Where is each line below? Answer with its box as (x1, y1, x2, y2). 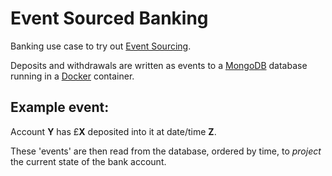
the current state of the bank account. (10, 155, 167, 167)
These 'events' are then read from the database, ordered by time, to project (10, 145, 322, 157)
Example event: (10, 99, 110, 116)
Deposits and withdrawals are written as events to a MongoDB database (10, 59, 308, 71)
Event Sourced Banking (10, 7, 209, 30)
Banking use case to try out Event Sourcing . (10, 40, 192, 52)
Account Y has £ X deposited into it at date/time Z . (10, 125, 217, 137)
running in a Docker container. (10, 70, 135, 82)
